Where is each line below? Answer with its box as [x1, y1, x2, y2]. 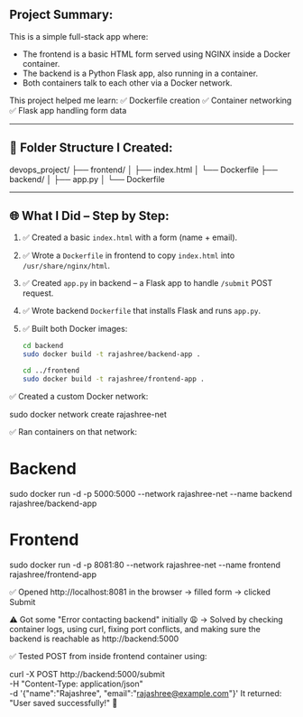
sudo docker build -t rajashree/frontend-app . [22, 374, 205, 384]
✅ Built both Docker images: [22, 324, 128, 335]
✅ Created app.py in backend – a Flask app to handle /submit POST [22, 278, 273, 289]
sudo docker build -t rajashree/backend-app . [22, 350, 201, 359]
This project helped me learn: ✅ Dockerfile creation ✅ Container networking [9, 95, 292, 106]
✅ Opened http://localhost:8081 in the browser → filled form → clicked [9, 586, 271, 597]
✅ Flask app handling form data [9, 105, 127, 115]
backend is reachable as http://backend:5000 [9, 633, 179, 644]
